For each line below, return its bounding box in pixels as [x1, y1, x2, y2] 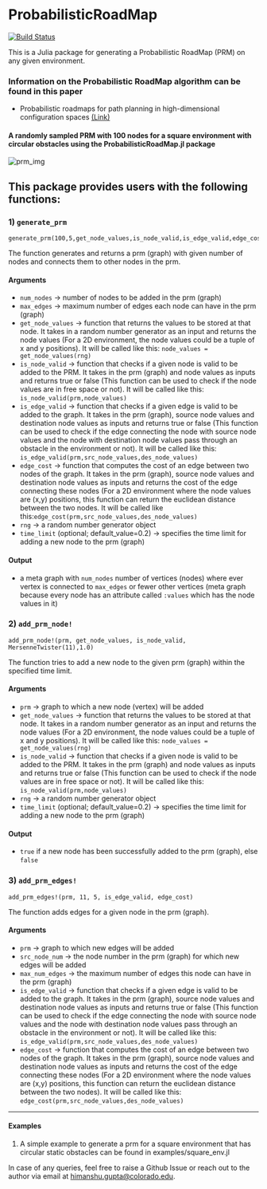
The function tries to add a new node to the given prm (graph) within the [8, 657, 245, 667]
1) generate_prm [8, 216, 68, 227]
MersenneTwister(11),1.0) [8, 644, 94, 652]
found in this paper [8, 85, 83, 96]
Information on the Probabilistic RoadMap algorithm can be [8, 76, 241, 87]
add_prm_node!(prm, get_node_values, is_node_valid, [8, 636, 187, 644]
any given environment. [8, 56, 86, 65]
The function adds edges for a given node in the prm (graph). [8, 907, 209, 916]
